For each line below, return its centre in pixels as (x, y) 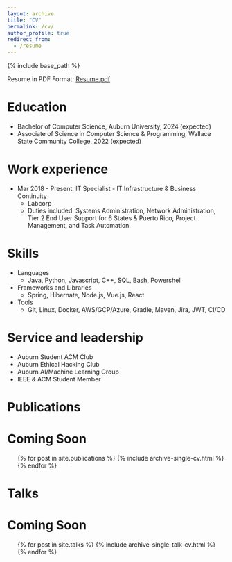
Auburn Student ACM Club (55, 357)
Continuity (32, 196)
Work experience (58, 169)
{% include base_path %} (44, 66)
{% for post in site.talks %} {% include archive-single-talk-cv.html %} (116, 545)
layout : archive (30, 14)
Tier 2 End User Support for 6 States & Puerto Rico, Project (111, 218)
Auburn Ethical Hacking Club (58, 364)
